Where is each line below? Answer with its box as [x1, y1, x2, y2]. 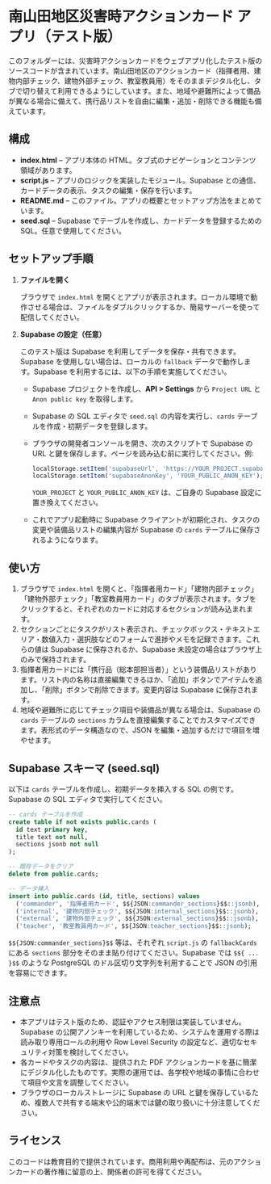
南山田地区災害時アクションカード [8, 7, 234, 26]
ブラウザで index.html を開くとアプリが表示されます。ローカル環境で [19, 292, 251, 301]
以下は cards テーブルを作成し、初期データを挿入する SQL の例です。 [8, 784, 238, 794]
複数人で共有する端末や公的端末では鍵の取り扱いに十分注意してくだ [34, 1098, 261, 1107]
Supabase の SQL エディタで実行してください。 [8, 794, 167, 804]
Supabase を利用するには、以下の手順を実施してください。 [33, 367, 231, 376]
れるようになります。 [31, 535, 103, 545]
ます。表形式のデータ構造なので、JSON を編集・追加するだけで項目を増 [19, 725, 260, 735]
